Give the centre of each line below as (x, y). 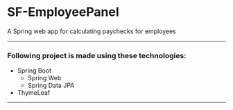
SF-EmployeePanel (63, 12)
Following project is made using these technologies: (97, 55)
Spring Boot (34, 71)
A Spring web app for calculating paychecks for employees (92, 31)
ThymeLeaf (34, 93)
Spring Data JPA (51, 85)
